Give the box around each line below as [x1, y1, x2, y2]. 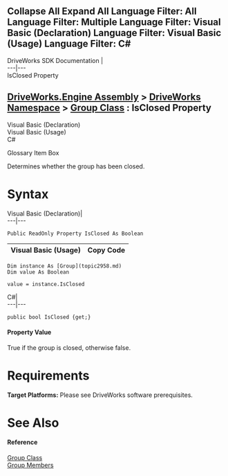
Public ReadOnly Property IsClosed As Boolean [7, 230, 144, 237]
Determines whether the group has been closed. [7, 162, 145, 170]
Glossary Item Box [7, 148, 59, 157]
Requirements [7, 367, 90, 383]
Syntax [7, 186, 49, 202]
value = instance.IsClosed [7, 281, 85, 288]
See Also [7, 415, 59, 430]
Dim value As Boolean [7, 268, 70, 276]
